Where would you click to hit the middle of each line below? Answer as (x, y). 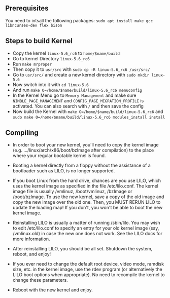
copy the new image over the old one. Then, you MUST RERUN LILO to (87, 202)
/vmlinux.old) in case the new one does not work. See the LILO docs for (87, 234)
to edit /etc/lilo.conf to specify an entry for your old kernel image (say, (86, 228)
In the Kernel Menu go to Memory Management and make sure (74, 95)
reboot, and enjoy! (32, 254)
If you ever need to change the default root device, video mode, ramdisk (88, 264)
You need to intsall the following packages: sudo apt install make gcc (79, 20)
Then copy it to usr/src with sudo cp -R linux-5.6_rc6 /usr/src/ (81, 69)
